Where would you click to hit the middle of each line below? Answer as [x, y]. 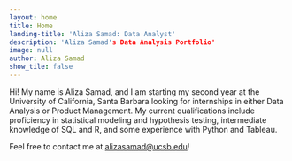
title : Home [31, 26]
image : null [31, 50]
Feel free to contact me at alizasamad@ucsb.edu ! [100, 146]
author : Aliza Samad [47, 58]
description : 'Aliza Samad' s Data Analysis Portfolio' [112, 42]
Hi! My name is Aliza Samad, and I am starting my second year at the [134, 92]
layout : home [33, 17]
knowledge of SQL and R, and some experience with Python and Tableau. [143, 129]
